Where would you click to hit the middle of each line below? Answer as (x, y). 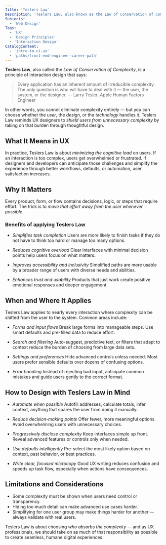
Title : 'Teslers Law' (27, 10)
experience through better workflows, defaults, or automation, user (74, 169)
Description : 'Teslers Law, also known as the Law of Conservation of (79, 14)
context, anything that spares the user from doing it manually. (75, 409)
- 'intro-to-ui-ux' (30, 51)
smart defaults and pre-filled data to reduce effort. (63, 332)
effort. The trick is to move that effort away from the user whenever (74, 206)
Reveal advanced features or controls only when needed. (70, 439)
